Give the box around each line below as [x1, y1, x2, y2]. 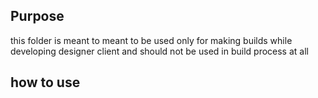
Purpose [10, 8, 65, 25]
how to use [10, 74, 81, 91]
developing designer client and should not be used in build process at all [10, 45, 309, 57]
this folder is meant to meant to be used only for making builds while [10, 34, 293, 46]
